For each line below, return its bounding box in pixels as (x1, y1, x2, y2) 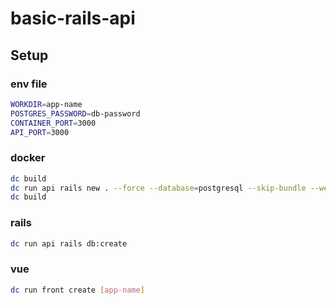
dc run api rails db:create (10, 238, 128, 249)
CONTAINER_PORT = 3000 (10, 118, 97, 128)
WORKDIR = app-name (10, 99, 83, 109)
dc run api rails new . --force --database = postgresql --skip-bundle (10, 183, 307, 193)
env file (10, 77, 48, 91)
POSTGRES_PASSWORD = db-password (10, 108, 141, 119)
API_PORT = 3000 (10, 127, 70, 137)
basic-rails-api (10, 7, 136, 30)
